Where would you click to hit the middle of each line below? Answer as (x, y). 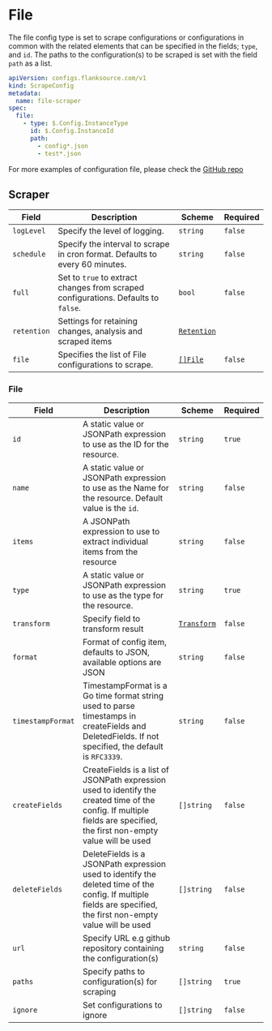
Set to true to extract (98, 277)
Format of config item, (125, 642)
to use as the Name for (126, 488)
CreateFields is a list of (126, 770)
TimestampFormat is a (125, 685)
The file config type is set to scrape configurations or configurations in (126, 37)
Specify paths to (114, 971)
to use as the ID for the (125, 444)
